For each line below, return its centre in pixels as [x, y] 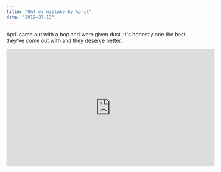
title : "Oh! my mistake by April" [49, 12]
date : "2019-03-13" [30, 17]
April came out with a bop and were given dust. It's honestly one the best [96, 34]
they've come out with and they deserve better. [64, 40]
